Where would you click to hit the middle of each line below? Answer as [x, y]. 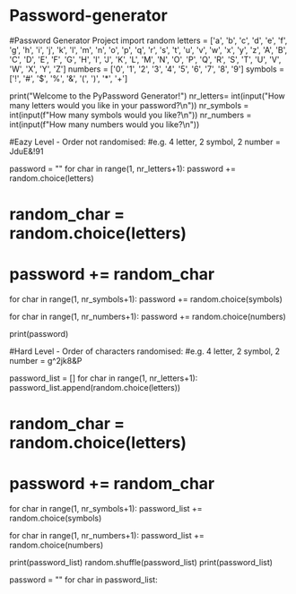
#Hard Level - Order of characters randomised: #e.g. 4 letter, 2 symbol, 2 [145, 351]
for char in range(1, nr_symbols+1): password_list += [106, 509]
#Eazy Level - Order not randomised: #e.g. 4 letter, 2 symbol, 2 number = [145, 142]
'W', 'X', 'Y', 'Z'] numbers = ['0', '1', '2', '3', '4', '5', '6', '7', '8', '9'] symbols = [147, 69]
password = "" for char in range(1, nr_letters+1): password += [122, 168]
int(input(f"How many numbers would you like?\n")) [104, 124]
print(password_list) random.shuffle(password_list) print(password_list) [141, 563]
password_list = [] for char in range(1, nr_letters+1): [104, 378]
